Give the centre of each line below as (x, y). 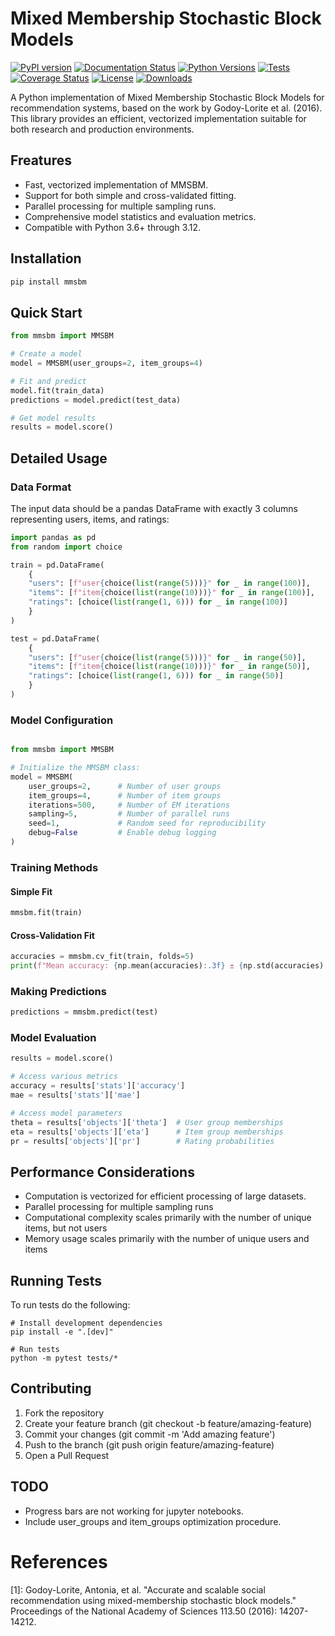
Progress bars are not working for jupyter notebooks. (134, 1511)
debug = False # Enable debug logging (122, 833)
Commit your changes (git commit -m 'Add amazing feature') (150, 1434)
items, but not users (66, 1228)
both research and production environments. (102, 129)
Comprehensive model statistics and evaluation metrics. (140, 216)
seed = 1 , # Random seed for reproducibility (147, 823)
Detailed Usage (59, 458)
